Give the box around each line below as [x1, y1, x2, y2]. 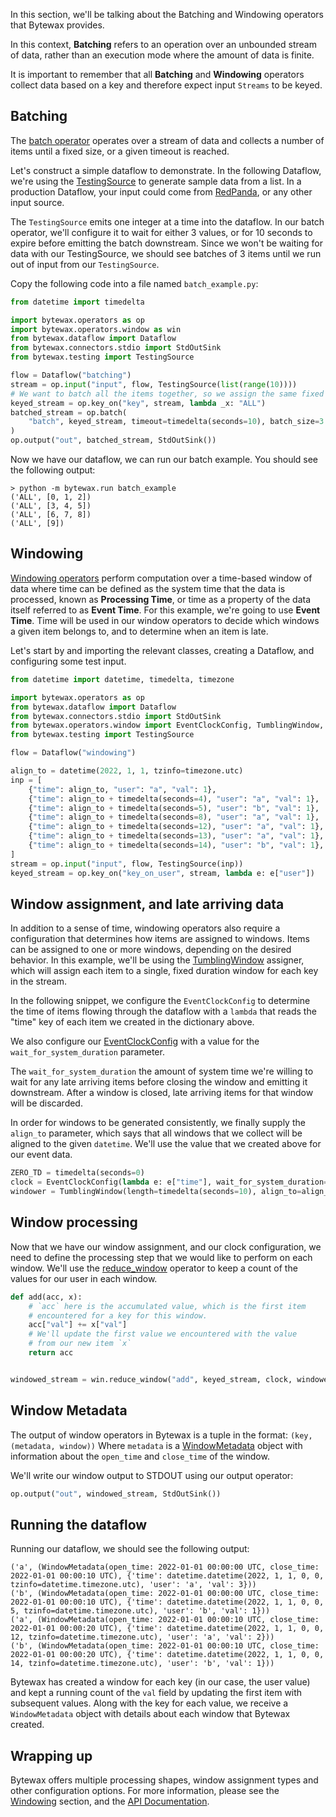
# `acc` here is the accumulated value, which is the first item [28, 1301, 307, 1311]
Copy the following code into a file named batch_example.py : [10, 277, 259, 289]
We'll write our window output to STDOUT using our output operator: [10, 1469, 294, 1481]
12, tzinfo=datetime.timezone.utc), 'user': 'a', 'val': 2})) [10, 1632, 275, 1643]
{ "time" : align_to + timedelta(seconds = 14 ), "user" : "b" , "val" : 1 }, [28, 840, 325, 850]
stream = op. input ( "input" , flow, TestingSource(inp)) [10, 859, 244, 869]
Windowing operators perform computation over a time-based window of [10, 572, 313, 584]
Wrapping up [10, 1747, 93, 1764]
